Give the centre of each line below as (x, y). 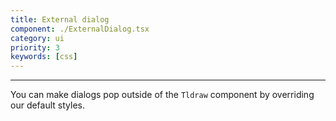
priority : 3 (35, 47)
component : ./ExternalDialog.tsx (80, 29)
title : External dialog (60, 19)
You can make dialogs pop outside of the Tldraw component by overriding (162, 95)
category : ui (37, 38)
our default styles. (47, 105)
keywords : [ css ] (44, 57)
